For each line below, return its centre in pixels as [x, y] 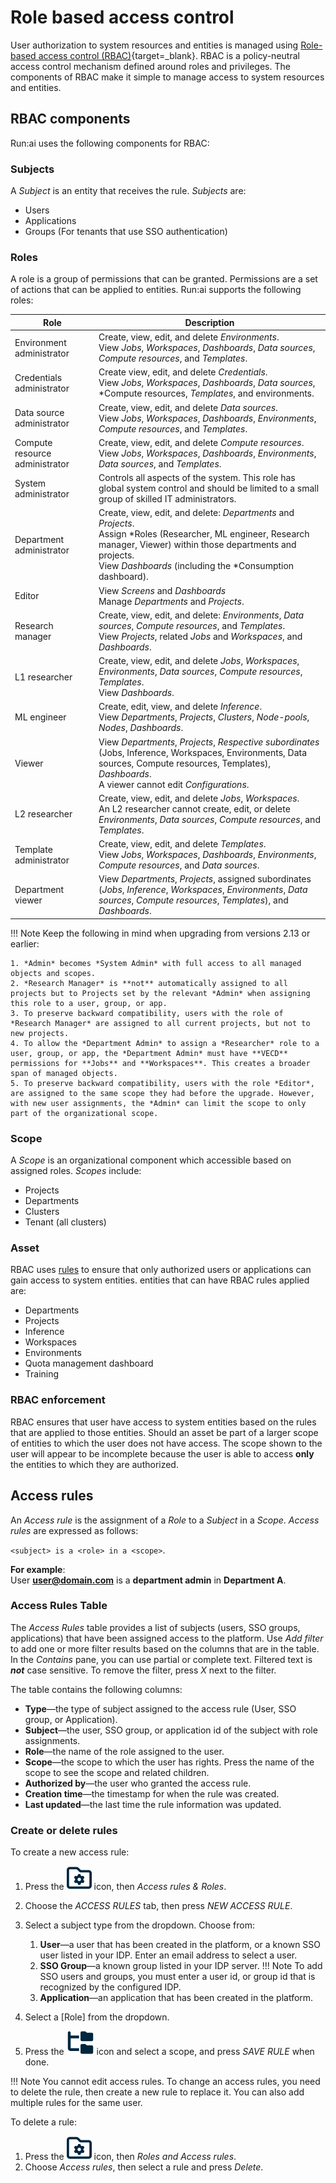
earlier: [25, 943]
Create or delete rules [64, 1830]
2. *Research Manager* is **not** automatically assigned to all [149, 983]
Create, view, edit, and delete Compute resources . [201, 442]
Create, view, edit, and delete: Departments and [196, 513]
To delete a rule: [44, 2122]
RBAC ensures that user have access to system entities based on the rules [163, 1422]
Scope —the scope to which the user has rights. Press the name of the [169, 1762]
